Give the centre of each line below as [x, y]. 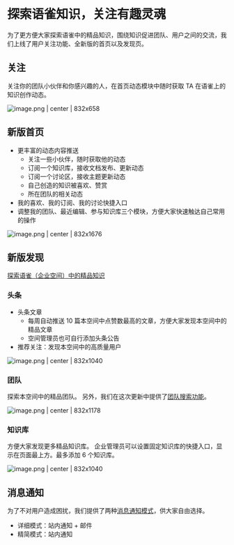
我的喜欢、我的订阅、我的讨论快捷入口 [72, 202]
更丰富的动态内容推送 [48, 150]
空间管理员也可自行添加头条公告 [73, 338]
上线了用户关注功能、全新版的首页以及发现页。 [80, 43]
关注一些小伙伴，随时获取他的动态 [77, 159]
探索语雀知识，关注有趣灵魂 [87, 14]
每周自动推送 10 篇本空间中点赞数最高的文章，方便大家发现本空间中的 [127, 321]
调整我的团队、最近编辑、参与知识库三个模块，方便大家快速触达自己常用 [121, 211]
